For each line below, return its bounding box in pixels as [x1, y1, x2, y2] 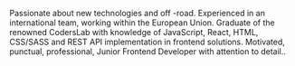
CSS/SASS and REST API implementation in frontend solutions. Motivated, [9, 36, 285, 47]
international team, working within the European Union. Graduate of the [9, 17, 275, 28]
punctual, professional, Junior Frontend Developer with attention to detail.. [9, 46, 287, 57]
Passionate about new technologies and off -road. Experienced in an [9, 8, 265, 18]
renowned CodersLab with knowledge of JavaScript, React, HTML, [9, 27, 259, 37]
